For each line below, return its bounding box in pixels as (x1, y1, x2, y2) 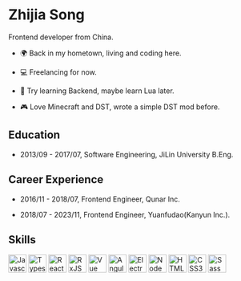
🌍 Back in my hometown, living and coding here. (19, 48, 182, 58)
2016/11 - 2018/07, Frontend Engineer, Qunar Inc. (19, 194, 180, 204)
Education (8, 128, 61, 142)
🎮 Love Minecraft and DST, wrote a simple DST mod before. (19, 102, 220, 112)
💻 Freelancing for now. (19, 67, 98, 77)
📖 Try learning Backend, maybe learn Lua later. (19, 86, 175, 96)
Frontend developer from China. (8, 32, 114, 42)
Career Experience (8, 173, 104, 186)
